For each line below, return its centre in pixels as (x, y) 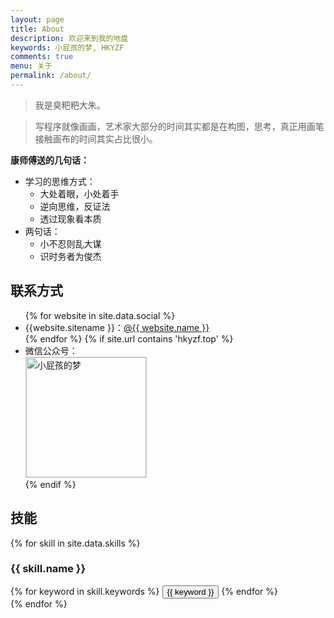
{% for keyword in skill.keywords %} (85, 591)
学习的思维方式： (60, 181)
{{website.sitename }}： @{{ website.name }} (117, 327)
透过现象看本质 (70, 218)
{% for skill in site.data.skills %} (75, 543)
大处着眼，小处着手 (79, 193)
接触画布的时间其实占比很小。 (96, 138)
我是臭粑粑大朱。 (70, 105)
